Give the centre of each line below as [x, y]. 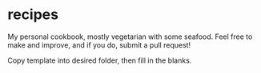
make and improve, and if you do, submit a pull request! [99, 44]
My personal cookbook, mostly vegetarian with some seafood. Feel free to [130, 36]
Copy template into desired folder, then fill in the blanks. [100, 60]
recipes [33, 15]
